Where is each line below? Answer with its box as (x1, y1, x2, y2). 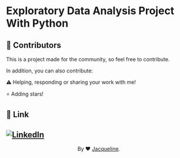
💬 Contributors (6, 40, 62, 50)
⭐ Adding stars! (6, 90, 44, 97)
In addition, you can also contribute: (6, 67, 93, 74)
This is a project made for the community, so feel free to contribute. (6, 56, 170, 62)
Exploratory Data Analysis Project (6, 4, 175, 18)
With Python (6, 17, 69, 30)
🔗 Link (6, 110, 29, 120)
